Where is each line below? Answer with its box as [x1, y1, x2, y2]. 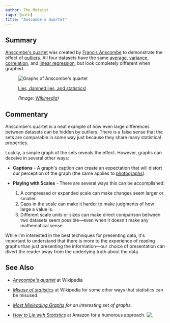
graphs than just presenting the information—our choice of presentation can [5, 243, 165, 249]
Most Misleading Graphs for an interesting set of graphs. [12, 302, 132, 308]
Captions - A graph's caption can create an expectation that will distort [12, 165, 162, 171]
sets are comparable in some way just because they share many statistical [5, 134, 161, 140]
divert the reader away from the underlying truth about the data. [5, 249, 140, 255]
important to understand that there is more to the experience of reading [5, 238, 155, 244]
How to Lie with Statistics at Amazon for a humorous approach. [12, 312, 146, 318]
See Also [5, 263, 34, 272]
